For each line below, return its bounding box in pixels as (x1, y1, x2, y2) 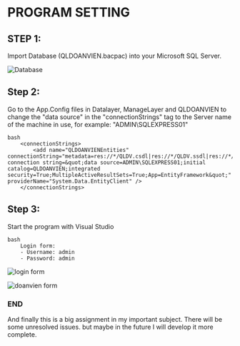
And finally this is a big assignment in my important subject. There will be (7, 315, 223, 323)
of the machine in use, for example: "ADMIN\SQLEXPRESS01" (7, 120, 189, 128)
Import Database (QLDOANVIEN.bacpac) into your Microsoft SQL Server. (7, 51, 221, 60)
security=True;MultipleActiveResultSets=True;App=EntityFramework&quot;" (7, 171, 232, 178)
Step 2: (7, 86, 41, 98)
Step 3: (7, 203, 41, 215)
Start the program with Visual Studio (7, 222, 114, 230)
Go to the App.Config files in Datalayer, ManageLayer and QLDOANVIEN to (7, 105, 227, 113)
